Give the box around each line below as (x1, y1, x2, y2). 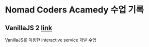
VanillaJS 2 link (5, 23, 52, 32)
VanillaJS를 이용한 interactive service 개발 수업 (5, 37, 97, 43)
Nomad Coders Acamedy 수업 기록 (5, 4, 144, 15)
